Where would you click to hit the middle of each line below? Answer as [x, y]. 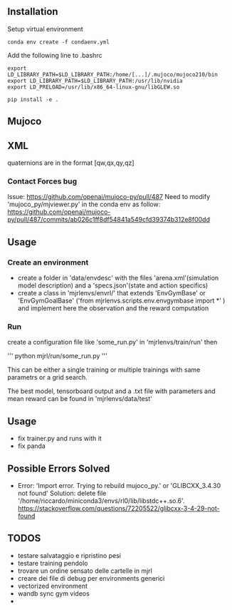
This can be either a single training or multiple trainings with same [104, 370]
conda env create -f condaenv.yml [59, 42]
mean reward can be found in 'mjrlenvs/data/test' [80, 399]
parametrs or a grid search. [47, 377]
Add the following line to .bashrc [55, 55]
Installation [33, 12]
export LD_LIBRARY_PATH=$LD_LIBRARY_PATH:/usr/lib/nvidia [95, 81]
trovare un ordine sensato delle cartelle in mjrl [85, 571]
